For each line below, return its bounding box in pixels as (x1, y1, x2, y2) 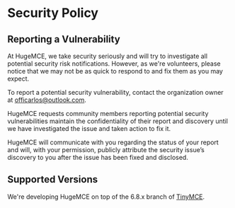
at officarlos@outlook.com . (7, 96, 87, 104)
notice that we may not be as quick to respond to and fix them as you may (7, 67, 223, 75)
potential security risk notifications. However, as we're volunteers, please (7, 59, 221, 68)
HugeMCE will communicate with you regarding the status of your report (7, 138, 219, 146)
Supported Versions (7, 173, 98, 185)
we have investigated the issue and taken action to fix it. (7, 125, 171, 132)
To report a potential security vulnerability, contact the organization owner (7, 88, 224, 96)
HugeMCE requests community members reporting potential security (7, 110, 209, 117)
